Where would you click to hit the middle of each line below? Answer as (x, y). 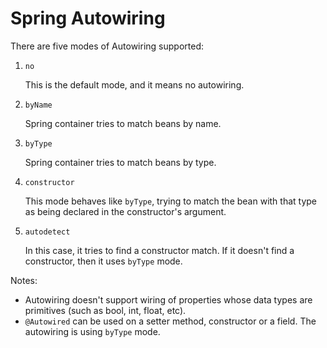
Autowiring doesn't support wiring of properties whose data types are (168, 299)
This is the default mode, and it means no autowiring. (134, 84)
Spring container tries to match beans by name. (123, 123)
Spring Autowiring (88, 18)
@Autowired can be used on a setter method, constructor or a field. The (170, 321)
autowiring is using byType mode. (92, 331)
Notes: (24, 280)
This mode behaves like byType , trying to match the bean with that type (171, 201)
